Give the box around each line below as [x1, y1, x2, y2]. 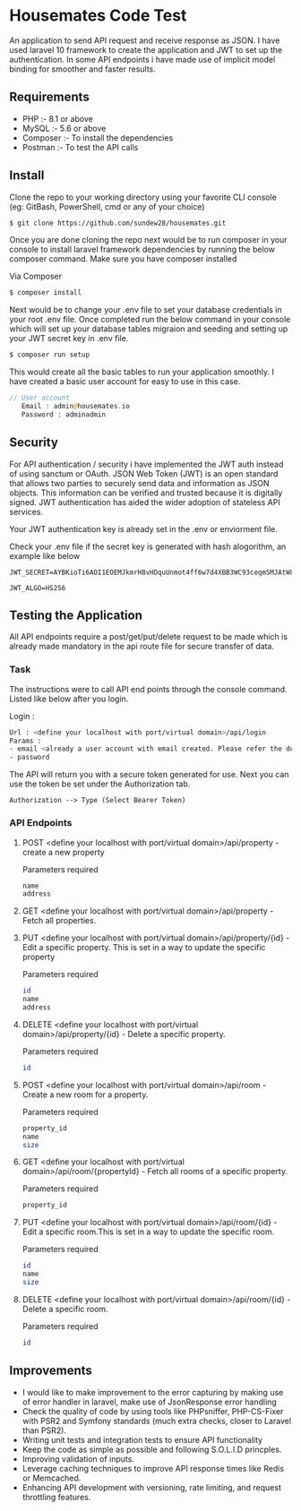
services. [9, 506, 43, 517]
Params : [9, 736, 42, 745]
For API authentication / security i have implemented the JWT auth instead [9, 459, 284, 469]
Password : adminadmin [21, 409, 106, 419]
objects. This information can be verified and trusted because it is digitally [9, 487, 283, 498]
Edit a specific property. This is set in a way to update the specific [21, 942, 266, 953]
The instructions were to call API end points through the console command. [9, 683, 288, 694]
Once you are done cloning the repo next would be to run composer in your [9, 235, 288, 245]
